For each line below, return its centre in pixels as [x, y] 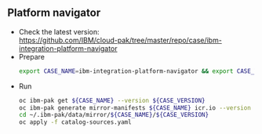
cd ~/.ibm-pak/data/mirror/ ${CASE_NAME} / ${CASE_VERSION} [114, 115]
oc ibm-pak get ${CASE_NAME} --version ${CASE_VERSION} [112, 100]
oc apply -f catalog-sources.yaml [75, 122]
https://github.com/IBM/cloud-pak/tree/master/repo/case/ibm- [120, 40]
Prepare [31, 56]
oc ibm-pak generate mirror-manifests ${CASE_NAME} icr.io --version [135, 108]
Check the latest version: [59, 31]
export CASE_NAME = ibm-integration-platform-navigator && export [126, 71]
